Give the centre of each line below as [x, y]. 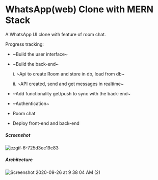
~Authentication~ [31, 104]
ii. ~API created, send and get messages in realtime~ [68, 84]
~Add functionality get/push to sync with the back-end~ [72, 93]
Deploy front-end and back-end [46, 123]
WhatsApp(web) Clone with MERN [80, 9]
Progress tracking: [25, 44]
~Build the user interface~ [40, 54]
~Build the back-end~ [36, 64]
